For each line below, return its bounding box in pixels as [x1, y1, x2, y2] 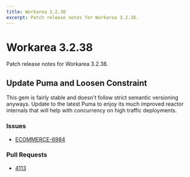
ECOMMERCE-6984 [14, 135, 66, 143]
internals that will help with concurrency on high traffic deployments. [6, 107, 177, 114]
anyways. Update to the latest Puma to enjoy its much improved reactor [6, 100, 184, 108]
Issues [6, 122, 27, 130]
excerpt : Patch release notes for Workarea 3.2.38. [6, 14, 139, 21]
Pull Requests [6, 150, 48, 159]
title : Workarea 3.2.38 [6, 8, 66, 15]
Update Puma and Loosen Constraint [6, 78, 148, 88]
